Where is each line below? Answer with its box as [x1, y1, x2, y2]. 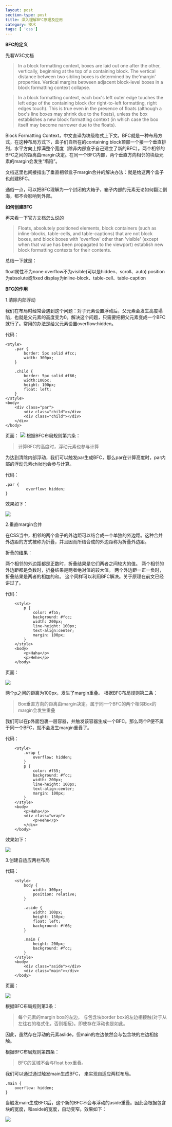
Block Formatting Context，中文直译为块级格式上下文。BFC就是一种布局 [5, 132, 158, 139]
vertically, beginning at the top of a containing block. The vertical [17, 68, 156, 75]
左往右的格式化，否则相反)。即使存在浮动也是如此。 [17, 1020, 128, 1027]
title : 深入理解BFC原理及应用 [5, 17, 63, 22]
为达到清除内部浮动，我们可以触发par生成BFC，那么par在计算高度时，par [5, 454, 162, 461]
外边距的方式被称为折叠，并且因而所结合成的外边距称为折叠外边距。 [5, 539, 149, 545]
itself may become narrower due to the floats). [17, 122, 117, 128]
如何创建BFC [5, 204, 32, 210]
